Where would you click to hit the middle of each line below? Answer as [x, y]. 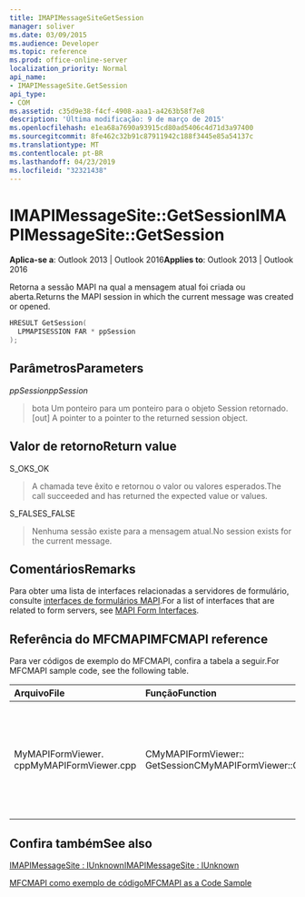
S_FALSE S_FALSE [42, 513]
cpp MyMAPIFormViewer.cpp [75, 766]
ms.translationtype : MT [54, 145]
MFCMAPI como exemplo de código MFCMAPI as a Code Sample [131, 883]
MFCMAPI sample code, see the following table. [99, 671]
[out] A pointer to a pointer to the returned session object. [139, 418]
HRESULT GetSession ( [49, 323]
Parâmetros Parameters [77, 368]
